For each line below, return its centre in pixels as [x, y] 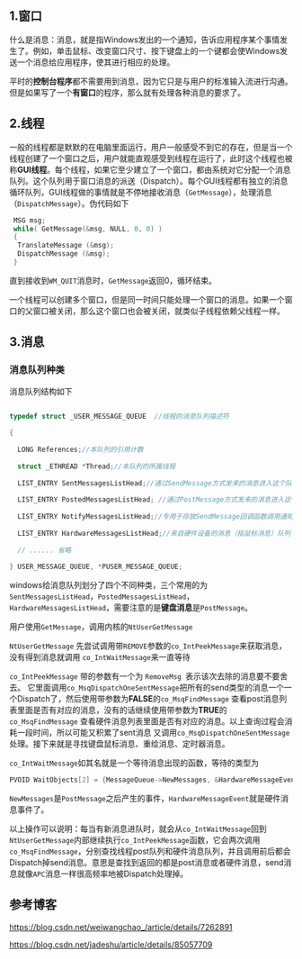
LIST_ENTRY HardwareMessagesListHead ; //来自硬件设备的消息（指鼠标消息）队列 [154, 533]
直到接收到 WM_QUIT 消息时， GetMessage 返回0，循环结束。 [113, 280]
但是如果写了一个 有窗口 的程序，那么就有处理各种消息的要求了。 [127, 92]
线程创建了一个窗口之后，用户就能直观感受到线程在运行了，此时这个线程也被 [151, 158]
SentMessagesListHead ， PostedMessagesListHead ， [102, 596]
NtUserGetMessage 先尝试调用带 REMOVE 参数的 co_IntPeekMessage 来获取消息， [148, 646]
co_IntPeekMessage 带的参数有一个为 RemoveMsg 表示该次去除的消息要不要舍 [149, 676]
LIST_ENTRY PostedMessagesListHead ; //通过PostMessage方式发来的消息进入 [151, 500]
